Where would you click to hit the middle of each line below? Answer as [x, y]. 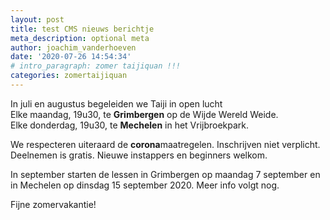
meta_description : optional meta [80, 38]
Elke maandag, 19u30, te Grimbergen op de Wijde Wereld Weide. [144, 114]
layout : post [37, 19]
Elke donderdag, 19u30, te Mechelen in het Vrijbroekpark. [130, 125]
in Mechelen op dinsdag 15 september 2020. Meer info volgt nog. [145, 185]
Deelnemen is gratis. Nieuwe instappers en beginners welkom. [139, 155]
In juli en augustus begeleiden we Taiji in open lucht [116, 103]
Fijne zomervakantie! [53, 204]
